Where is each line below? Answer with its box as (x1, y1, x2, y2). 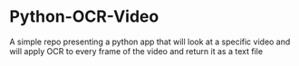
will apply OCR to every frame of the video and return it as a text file (9, 45, 264, 56)
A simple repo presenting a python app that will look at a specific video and (9, 36, 291, 47)
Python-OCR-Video (9, 6, 159, 27)
